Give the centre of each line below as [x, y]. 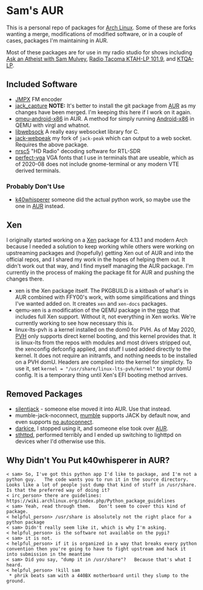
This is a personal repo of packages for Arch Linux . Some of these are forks [101, 27]
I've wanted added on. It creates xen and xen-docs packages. [91, 303]
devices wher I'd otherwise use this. [60, 441]
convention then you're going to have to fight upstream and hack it [96, 549]
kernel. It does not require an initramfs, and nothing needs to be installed [106, 355]
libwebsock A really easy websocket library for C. [77, 131]
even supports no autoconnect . [54, 422]
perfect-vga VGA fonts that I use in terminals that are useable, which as [105, 157]
